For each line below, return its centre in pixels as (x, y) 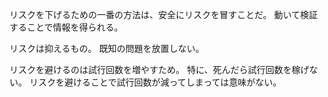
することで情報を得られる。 (66, 27)
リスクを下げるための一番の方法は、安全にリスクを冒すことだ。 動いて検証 (164, 14)
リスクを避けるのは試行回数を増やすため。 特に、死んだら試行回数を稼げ (159, 69)
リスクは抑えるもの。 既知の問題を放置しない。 (107, 48)
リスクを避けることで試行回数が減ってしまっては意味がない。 (155, 82)
